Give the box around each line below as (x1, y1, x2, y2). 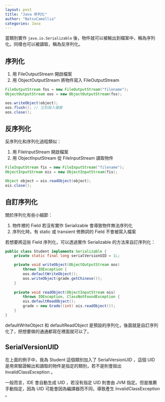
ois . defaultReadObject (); (23, 299, 76, 304)
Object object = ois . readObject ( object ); (5, 178, 92, 183)
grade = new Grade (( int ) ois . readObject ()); (23, 303, 116, 308)
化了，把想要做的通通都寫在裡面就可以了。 (5, 328, 92, 334)
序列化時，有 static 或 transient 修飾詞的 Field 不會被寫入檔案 (12, 229, 136, 234)
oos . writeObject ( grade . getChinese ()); (23, 276, 102, 281)
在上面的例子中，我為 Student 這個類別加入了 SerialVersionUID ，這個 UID (5, 357, 155, 363)
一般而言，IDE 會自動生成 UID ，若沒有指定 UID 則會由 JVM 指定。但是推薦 (5, 379, 157, 385)
